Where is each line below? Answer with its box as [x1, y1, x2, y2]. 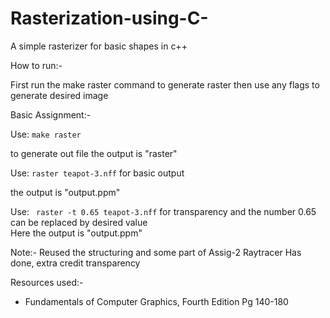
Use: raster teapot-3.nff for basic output [10, 167, 185, 179]
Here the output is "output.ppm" [10, 227, 143, 239]
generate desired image [10, 89, 109, 101]
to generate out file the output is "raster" [10, 147, 178, 159]
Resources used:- [10, 276, 84, 288]
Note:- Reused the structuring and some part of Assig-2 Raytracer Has [10, 246, 302, 258]
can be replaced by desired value [10, 216, 148, 228]
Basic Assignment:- [10, 108, 92, 121]
